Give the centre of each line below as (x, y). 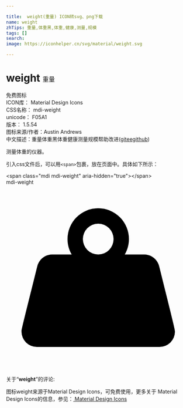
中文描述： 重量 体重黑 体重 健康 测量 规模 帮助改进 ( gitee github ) (78, 139)
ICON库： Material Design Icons (44, 102)
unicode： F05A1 (27, 117)
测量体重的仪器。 (27, 151)
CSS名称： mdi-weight (34, 110)
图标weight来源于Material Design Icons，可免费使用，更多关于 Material (92, 392)
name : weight (22, 22)
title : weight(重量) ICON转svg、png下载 (55, 16)
